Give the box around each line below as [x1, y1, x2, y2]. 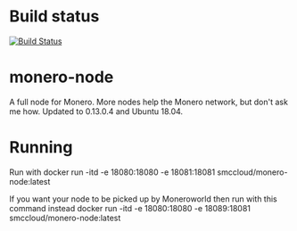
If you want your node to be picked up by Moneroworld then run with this [9, 194, 278, 204]
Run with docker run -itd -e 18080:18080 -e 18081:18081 [9, 167, 216, 177]
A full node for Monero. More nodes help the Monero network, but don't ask [9, 96, 288, 107]
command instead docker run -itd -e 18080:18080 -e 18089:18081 [9, 202, 252, 213]
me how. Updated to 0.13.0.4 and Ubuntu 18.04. [9, 105, 184, 117]
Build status [9, 6, 100, 27]
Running [9, 137, 73, 158]
